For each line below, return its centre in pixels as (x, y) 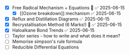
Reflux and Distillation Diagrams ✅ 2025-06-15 (61, 19)
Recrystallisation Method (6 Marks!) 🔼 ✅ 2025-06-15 (67, 24)
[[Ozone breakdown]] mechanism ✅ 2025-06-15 (70, 13)
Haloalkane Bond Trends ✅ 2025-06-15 (53, 30)
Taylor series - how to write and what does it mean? (66, 36)
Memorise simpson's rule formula (47, 41)
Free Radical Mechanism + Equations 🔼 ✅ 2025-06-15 (68, 8)
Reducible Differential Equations (45, 47)
